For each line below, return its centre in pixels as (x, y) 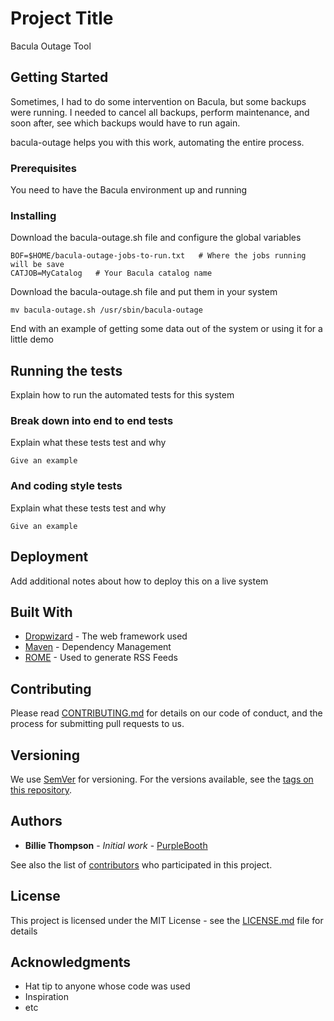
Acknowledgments (71, 962)
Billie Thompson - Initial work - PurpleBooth (116, 845)
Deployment (49, 557)
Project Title (62, 18)
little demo (32, 339)
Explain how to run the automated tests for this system (122, 395)
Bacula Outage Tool (51, 46)
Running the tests (66, 370)
